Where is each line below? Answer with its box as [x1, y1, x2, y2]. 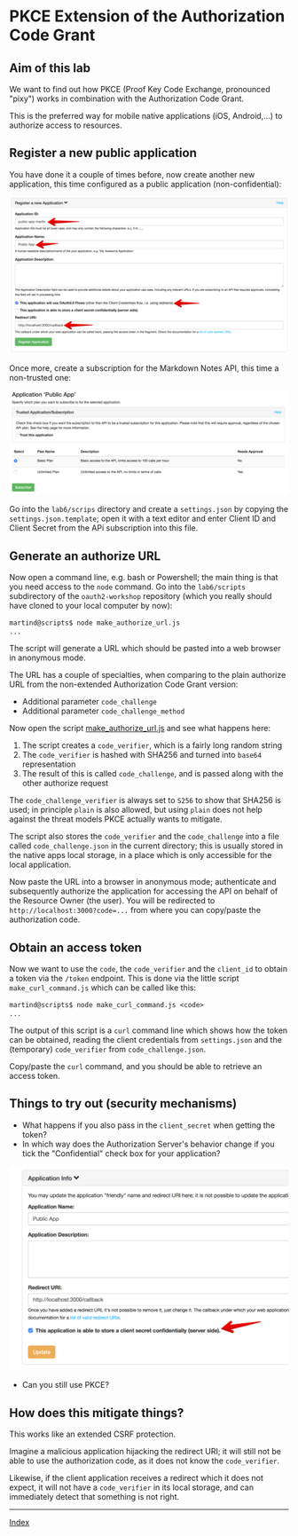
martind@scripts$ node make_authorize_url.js [9, 618, 180, 627]
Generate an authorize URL [9, 548, 161, 563]
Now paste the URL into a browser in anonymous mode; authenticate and [9, 877, 277, 887]
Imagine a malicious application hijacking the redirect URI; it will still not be [9, 1446, 282, 1457]
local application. [9, 859, 72, 870]
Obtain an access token [9, 940, 142, 955]
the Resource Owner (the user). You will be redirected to [9, 895, 216, 906]
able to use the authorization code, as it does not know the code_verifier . [9, 1455, 280, 1466]
